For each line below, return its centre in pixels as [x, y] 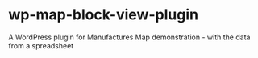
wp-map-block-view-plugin [104, 15]
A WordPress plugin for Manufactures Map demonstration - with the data [129, 37]
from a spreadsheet [41, 45]
